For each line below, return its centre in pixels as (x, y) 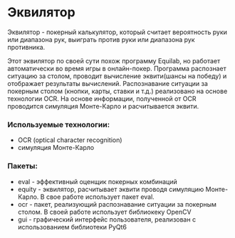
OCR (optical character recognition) (70, 140)
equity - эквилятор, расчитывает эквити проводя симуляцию (111, 189)
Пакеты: (22, 166)
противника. (26, 47)
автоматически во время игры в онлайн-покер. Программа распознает (117, 68)
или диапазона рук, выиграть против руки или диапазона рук (101, 39)
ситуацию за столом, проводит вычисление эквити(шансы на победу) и (117, 76)
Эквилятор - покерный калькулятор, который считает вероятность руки (117, 32)
